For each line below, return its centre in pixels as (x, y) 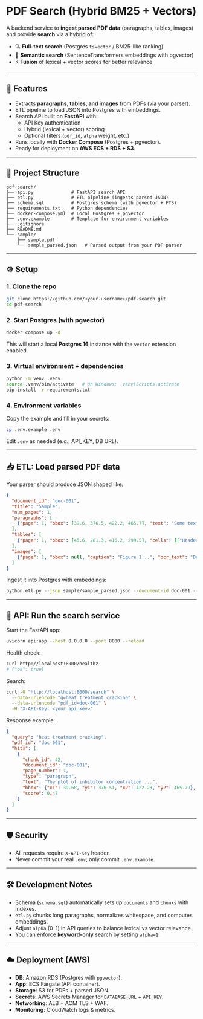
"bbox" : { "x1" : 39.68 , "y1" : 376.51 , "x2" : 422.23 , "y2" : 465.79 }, (109, 788)
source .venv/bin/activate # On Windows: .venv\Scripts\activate (93, 384)
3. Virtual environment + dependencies (65, 366)
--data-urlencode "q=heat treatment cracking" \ (74, 697)
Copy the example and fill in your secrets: (58, 419)
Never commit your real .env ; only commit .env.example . (85, 859)
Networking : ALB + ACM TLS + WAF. (62, 1003)
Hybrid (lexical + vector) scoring (64, 129)
